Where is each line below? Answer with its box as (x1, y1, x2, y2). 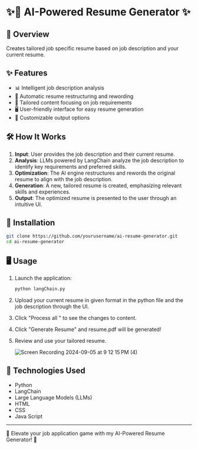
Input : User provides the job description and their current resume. (14, 150, 175, 158)
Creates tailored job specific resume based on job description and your (6, 45, 179, 52)
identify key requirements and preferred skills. (14, 163, 127, 170)
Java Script (14, 412, 42, 419)
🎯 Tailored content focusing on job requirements (14, 99, 132, 106)
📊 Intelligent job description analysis (14, 84, 104, 91)
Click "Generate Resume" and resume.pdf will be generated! (14, 326, 161, 333)
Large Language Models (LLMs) (14, 394, 93, 401)
